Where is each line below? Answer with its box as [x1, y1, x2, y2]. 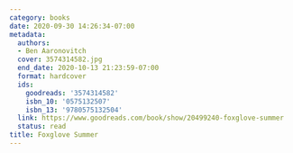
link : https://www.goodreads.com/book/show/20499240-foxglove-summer [17, 113, 284, 122]
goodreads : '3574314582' [25, 88, 119, 97]
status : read [17, 122, 67, 131]
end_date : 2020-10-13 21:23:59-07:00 [17, 64, 160, 73]
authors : [17, 38, 50, 48]
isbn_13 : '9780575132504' [25, 105, 124, 114]
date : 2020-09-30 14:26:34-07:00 [9, 22, 135, 31]
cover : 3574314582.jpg [17, 55, 103, 64]
